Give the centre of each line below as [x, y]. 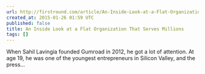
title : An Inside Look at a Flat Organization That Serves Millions [95, 29]
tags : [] [17, 35]
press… [16, 65]
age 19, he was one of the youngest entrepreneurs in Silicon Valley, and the [101, 58]
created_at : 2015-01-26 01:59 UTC [50, 18]
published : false [28, 23]
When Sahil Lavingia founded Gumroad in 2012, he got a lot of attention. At [100, 52]
